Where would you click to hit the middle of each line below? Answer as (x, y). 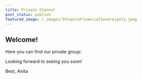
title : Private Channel (30, 10)
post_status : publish (28, 15)
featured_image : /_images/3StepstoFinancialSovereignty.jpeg (71, 19)
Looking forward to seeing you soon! (44, 61)
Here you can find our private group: (43, 52)
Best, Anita (17, 71)
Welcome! (22, 39)
